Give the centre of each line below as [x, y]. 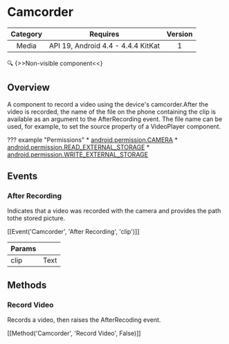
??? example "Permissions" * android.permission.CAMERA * [92, 140]
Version [180, 34]
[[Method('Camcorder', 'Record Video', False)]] [74, 334]
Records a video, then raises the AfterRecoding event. [84, 320]
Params [24, 248]
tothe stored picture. [36, 218]
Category [27, 34]
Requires [104, 34]
